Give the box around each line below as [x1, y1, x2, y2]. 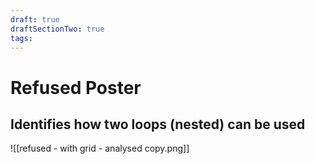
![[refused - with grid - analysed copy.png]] [10, 142, 190, 155]
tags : [10, 33, 33, 43]
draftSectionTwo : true [10, 24, 105, 34]
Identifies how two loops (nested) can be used [10, 116, 306, 133]
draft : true [10, 14, 60, 25]
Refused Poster [10, 76, 142, 99]
